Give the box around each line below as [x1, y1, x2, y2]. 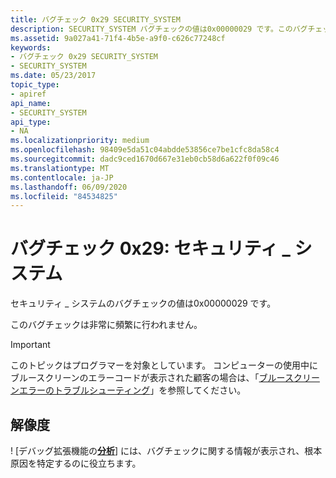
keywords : [10, 42, 52, 53]
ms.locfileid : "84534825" [10, 191, 118, 201]
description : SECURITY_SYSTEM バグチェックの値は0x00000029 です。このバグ [10, 24, 308, 34]
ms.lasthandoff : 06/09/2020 [10, 182, 128, 192]
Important [10, 339, 51, 351]
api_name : [10, 98, 52, 108]
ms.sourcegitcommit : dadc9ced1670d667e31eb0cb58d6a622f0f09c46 [10, 154, 280, 164]
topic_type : [10, 80, 60, 90]
